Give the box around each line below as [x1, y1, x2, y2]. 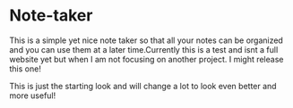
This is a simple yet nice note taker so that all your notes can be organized [9, 35, 284, 46]
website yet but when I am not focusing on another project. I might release [9, 54, 284, 64]
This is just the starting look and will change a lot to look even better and [9, 80, 277, 91]
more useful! [9, 90, 56, 101]
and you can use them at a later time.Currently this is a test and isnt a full [9, 44, 279, 54]
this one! [9, 63, 42, 74]
